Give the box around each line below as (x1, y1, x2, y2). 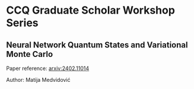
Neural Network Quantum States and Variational (6, 40, 188, 50)
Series (6, 16, 39, 30)
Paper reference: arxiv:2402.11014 (6, 65, 90, 72)
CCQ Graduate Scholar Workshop (6, 4, 175, 17)
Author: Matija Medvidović (6, 77, 71, 83)
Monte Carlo (6, 49, 53, 59)
